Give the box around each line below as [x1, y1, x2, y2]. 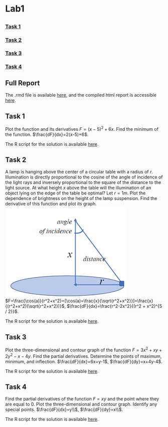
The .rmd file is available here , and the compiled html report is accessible [5, 92, 157, 98]
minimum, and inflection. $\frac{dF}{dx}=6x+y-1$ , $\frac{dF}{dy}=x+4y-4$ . [5, 358, 163, 364]
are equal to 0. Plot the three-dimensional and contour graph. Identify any [5, 401, 157, 407]
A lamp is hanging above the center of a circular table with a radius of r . [5, 169, 153, 175]
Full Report [5, 79, 40, 87]
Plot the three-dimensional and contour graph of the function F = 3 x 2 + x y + [5, 346, 162, 353]
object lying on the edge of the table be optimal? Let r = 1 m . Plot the [5, 190, 146, 196]
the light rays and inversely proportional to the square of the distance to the [5, 179, 161, 185]
